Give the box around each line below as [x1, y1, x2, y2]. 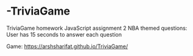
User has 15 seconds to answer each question [6, 30, 122, 38]
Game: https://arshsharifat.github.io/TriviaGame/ [6, 43, 128, 50]
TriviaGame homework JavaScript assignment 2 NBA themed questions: [6, 24, 188, 32]
